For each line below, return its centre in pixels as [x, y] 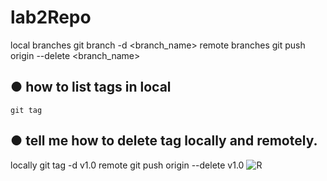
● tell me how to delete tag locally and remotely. [164, 141]
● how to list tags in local [91, 87]
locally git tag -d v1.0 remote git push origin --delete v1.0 [127, 165]
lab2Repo [51, 17]
